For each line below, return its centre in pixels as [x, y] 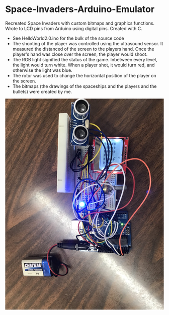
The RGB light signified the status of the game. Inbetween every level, [85, 59]
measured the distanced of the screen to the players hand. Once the [83, 49]
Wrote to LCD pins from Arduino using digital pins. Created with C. [74, 28]
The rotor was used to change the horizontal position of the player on [84, 75]
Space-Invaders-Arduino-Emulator [80, 9]
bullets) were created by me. [42, 91]
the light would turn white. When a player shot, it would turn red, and [83, 65]
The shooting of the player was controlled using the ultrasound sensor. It [88, 43]
